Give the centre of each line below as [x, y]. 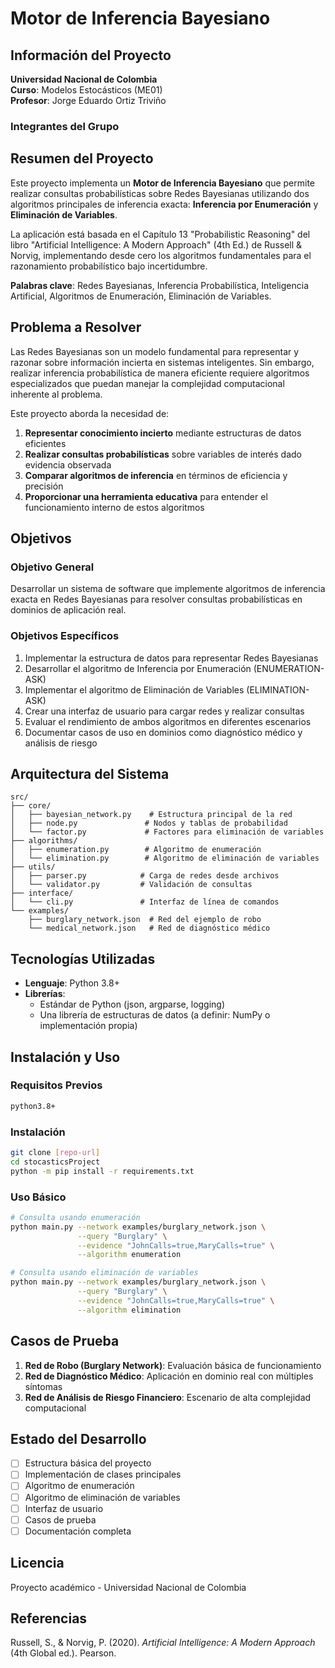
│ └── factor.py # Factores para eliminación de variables [167, 832]
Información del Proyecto [91, 55]
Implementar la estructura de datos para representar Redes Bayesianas [171, 658]
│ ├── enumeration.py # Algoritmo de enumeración [136, 850]
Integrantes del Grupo [65, 126]
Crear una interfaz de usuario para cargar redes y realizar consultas [164, 711]
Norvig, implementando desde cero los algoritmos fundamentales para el [161, 255]
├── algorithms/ [44, 841]
